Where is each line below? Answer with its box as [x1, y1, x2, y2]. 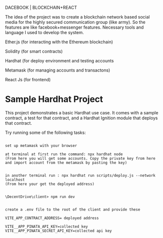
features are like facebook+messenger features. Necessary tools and [5, 24, 144, 30]
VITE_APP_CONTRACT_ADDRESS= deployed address [5, 216, 99, 220]
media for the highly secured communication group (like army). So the [5, 19, 146, 25]
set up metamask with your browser [5, 143, 77, 148]
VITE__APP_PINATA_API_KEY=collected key [5, 224, 89, 229]
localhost [5, 177, 25, 182]
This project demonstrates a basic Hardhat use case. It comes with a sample [5, 110, 159, 115]
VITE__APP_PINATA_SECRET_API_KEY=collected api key [5, 228, 112, 233]
